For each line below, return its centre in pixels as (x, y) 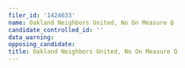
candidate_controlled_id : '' (56, 30)
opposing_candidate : (42, 45)
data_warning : (31, 37)
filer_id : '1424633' (42, 15)
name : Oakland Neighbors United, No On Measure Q (91, 23)
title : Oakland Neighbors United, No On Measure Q (93, 52)
